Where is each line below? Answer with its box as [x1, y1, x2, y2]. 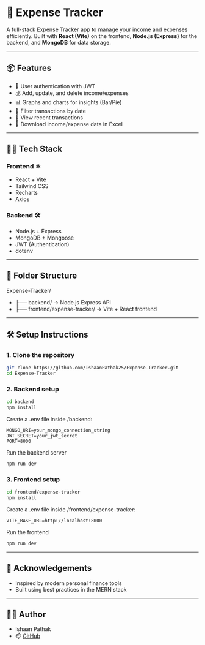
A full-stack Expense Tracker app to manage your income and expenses [6, 26, 188, 33]
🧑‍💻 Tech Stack [6, 144, 63, 154]
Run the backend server [6, 449, 67, 456]
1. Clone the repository [6, 350, 75, 359]
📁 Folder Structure [6, 271, 77, 281]
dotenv [15, 247, 34, 254]
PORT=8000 [6, 438, 32, 445]
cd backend [6, 399, 34, 405]
